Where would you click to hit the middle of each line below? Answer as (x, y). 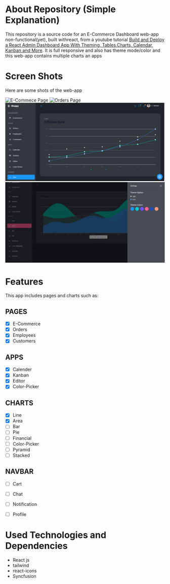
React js (21, 560)
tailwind (21, 565)
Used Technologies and (56, 535)
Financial (22, 438)
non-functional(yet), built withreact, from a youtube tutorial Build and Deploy (85, 40)
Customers (24, 341)
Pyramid (21, 450)
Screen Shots (34, 76)
